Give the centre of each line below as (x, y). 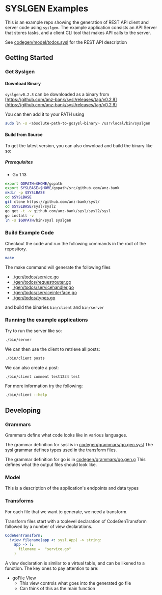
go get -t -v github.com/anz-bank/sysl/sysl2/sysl (58, 211)
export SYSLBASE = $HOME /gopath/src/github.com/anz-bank (62, 188)
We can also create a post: (32, 367)
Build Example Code (29, 233)
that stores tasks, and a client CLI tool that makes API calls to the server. (78, 33)
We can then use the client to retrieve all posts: (53, 349)
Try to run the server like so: (34, 331)
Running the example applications (47, 320)
